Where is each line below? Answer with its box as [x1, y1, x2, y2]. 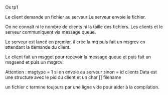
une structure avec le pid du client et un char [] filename [5, 74, 121, 80]
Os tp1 [5, 5, 19, 10]
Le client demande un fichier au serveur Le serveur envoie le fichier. [5, 14, 146, 20]
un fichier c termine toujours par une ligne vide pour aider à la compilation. [5, 84, 159, 90]
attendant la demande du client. [5, 44, 71, 50]
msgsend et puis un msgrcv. [5, 59, 64, 65]
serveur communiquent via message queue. [5, 29, 96, 35]
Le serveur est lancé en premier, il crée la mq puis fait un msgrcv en [5, 39, 145, 45]
